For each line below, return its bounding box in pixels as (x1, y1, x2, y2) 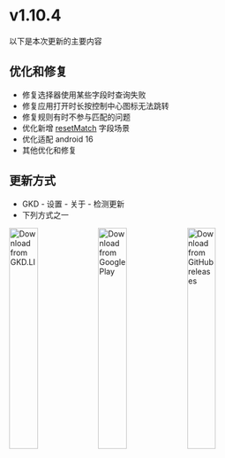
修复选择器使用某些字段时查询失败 (21, 89, 146, 100)
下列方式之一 (21, 209, 69, 220)
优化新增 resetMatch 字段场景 (21, 122, 131, 133)
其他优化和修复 (21, 144, 77, 155)
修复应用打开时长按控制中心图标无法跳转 (21, 100, 169, 111)
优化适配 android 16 (21, 134, 94, 144)
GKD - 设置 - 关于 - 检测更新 (21, 198, 125, 209)
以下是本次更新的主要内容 (9, 35, 102, 46)
